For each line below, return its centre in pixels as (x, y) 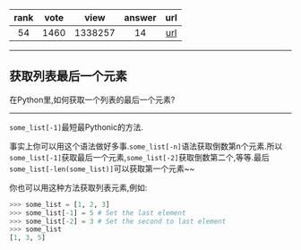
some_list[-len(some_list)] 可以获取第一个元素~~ (102, 168)
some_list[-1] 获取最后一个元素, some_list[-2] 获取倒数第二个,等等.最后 (140, 157)
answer (140, 17)
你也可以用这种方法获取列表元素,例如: (78, 187)
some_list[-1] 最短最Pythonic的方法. (77, 127)
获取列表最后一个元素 (68, 77)
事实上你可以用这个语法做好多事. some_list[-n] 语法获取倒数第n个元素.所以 (146, 146)
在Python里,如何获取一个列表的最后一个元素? (92, 99)
